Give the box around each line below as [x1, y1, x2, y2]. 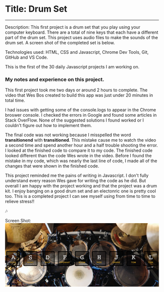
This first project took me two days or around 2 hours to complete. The [5, 87, 148, 93]
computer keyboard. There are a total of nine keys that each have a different [5, 29, 159, 35]
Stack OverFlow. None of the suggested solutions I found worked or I [5, 117, 144, 123]
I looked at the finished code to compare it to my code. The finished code [5, 147, 153, 153]
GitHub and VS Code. [5, 54, 48, 60]
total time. [5, 98, 25, 104]
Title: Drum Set [5, 3, 67, 15]
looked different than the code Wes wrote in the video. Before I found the [5, 153, 152, 159]
